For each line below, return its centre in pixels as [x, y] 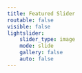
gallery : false [41, 53]
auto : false [37, 59]
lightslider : [26, 33]
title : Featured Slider [41, 14]
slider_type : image [48, 40]
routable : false [30, 20]
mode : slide [37, 46]
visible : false [29, 26]
